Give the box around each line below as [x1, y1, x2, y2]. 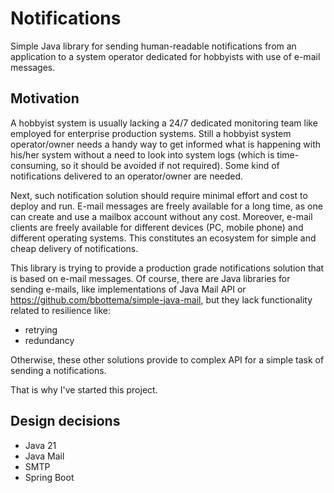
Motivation [10, 90, 80, 107]
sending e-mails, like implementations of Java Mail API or [10, 283, 247, 295]
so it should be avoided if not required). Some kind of [60, 159, 280, 171]
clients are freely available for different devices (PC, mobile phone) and [10, 221, 304, 233]
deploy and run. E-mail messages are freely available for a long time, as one [10, 200, 323, 212]
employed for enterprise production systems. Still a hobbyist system [10, 127, 292, 139]
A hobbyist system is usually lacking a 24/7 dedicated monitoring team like [10, 117, 318, 129]
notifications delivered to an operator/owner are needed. [10, 170, 244, 182]
